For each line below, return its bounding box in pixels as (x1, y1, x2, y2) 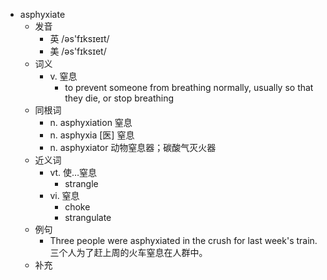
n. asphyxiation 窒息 (49, 117, 133, 128)
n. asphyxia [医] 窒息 (49, 129, 135, 141)
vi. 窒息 (49, 190, 80, 201)
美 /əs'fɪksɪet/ (49, 45, 107, 57)
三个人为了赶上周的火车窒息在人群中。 (49, 247, 208, 258)
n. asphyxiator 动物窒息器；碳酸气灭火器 (49, 142, 217, 153)
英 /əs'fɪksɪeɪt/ (49, 33, 110, 44)
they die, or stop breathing (64, 92, 175, 104)
